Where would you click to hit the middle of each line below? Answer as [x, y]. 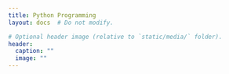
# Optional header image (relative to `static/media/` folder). [115, 37]
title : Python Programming [52, 15]
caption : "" [35, 51]
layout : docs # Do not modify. [61, 23]
